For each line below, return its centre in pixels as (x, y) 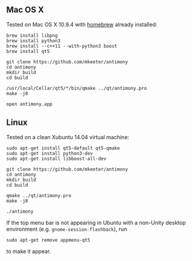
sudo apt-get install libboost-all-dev (56, 159)
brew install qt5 (28, 51)
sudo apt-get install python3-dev (50, 153)
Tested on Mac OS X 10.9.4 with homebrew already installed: (82, 24)
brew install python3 (34, 41)
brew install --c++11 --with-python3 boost (62, 46)
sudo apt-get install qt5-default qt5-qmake (63, 148)
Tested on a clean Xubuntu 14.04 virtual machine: (68, 137)
